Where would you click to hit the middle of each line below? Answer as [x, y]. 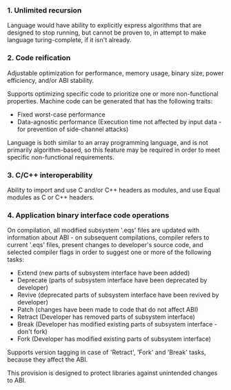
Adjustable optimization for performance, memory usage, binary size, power [115, 73]
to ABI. [17, 380]
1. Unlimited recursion [44, 10]
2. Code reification [39, 58]
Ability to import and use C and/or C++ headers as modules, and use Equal [114, 190]
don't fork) [32, 332]
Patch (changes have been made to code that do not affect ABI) [108, 310]
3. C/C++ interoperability [50, 175]
